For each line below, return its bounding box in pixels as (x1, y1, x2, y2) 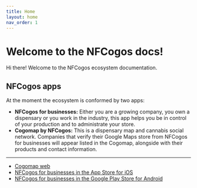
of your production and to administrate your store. (14, 121, 135, 128)
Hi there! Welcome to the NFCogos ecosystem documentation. (6, 64, 157, 71)
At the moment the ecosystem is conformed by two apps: (6, 97, 145, 104)
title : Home (6, 8, 35, 15)
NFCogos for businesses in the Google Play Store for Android (14, 175, 163, 182)
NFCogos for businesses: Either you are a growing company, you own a (14, 108, 190, 115)
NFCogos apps (6, 81, 62, 91)
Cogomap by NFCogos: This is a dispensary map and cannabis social (14, 127, 184, 134)
